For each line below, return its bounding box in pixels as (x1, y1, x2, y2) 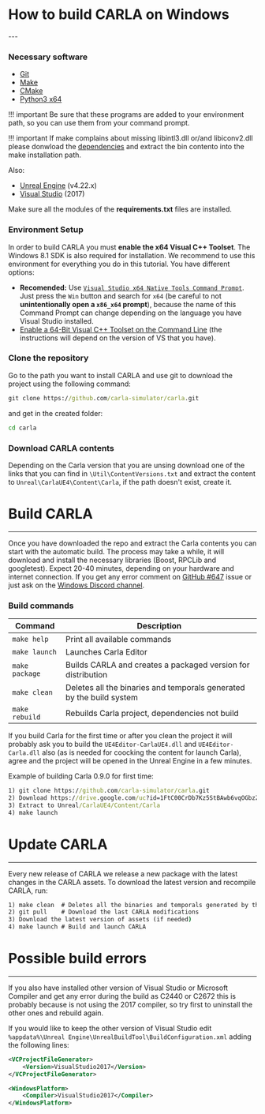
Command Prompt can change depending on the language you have (19, 308, 242, 317)
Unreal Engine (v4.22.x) (19, 181, 97, 190)
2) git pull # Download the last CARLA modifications (8, 908, 200, 917)
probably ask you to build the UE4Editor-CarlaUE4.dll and (8, 740, 197, 749)
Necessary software (8, 51, 88, 62)
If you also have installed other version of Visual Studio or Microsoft (8, 983, 229, 992)
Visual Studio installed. (19, 316, 94, 325)
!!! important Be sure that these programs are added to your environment (8, 110, 244, 119)
